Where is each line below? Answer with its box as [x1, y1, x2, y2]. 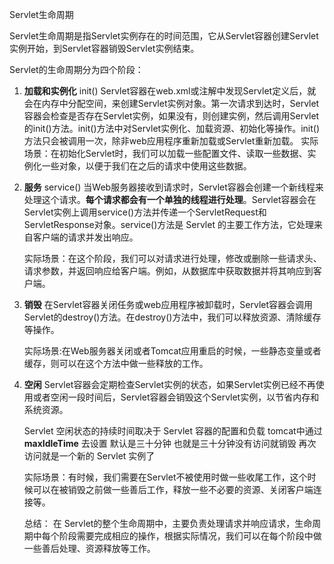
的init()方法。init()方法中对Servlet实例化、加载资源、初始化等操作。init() [23, 123, 321, 134]
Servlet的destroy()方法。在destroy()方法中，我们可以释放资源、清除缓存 [23, 311, 322, 323]
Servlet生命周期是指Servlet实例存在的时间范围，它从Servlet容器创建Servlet [9, 30, 319, 42]
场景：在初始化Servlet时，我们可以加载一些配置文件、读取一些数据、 [23, 148, 308, 159]
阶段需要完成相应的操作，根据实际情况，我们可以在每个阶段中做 [58, 530, 322, 542]
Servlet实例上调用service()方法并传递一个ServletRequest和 [23, 206, 267, 218]
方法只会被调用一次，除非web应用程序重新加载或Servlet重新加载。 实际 [23, 135, 319, 147]
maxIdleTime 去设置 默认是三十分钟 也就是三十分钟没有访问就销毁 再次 [23, 438, 317, 449]
